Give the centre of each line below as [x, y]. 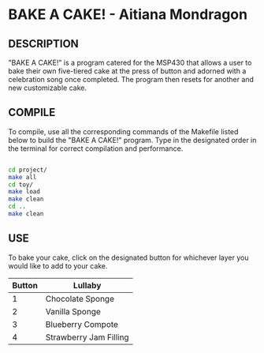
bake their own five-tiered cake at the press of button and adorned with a [127, 71]
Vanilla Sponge [73, 311]
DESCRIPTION [43, 44]
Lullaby [87, 285]
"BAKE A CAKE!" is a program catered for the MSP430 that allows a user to [130, 62]
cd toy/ [21, 184]
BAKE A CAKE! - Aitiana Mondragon [128, 15]
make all [22, 177]
